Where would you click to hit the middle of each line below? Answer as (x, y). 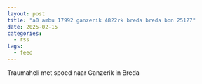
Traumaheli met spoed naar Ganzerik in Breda (74, 72)
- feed (23, 53)
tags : (15, 46)
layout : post (26, 14)
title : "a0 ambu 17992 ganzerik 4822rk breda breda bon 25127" (102, 20)
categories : (25, 33)
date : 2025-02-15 (33, 27)
